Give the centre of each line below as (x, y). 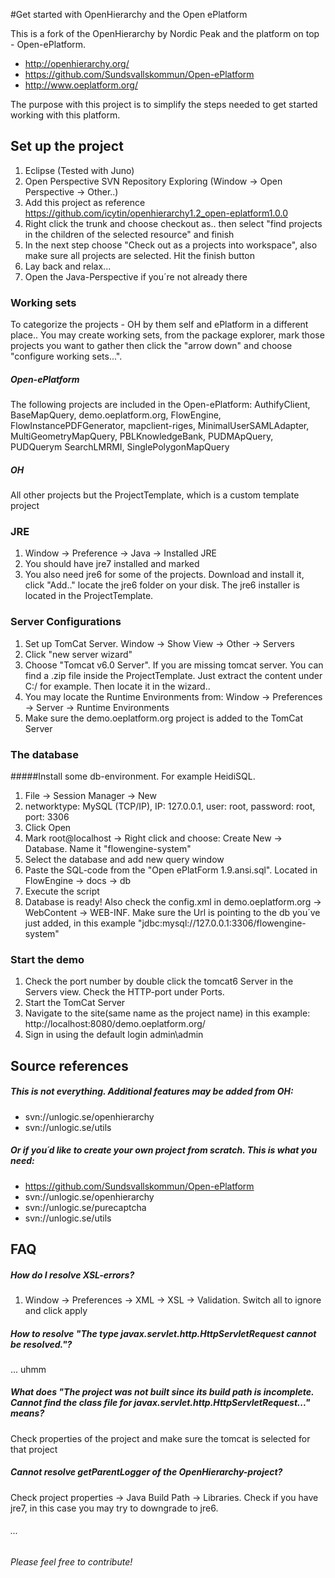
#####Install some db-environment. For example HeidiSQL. (133, 776)
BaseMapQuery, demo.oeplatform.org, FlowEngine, (116, 415)
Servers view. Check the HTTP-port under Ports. (124, 992)
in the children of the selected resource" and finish (129, 234)
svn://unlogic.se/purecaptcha (85, 1207)
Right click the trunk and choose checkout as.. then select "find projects (173, 223)
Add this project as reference (85, 202)
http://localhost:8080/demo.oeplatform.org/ (115, 1024)
